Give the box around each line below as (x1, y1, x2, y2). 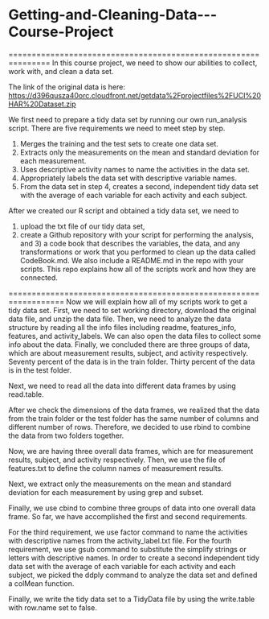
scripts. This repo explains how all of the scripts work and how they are (19, 264, 256, 274)
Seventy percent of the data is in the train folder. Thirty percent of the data (8, 357, 255, 366)
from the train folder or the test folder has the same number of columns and (8, 413, 259, 423)
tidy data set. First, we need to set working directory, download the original (8, 305, 257, 315)
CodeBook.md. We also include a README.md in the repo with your (19, 255, 244, 265)
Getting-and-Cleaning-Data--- (8, 6, 218, 24)
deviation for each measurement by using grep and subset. (8, 487, 204, 497)
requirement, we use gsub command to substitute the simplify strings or (8, 544, 247, 554)
